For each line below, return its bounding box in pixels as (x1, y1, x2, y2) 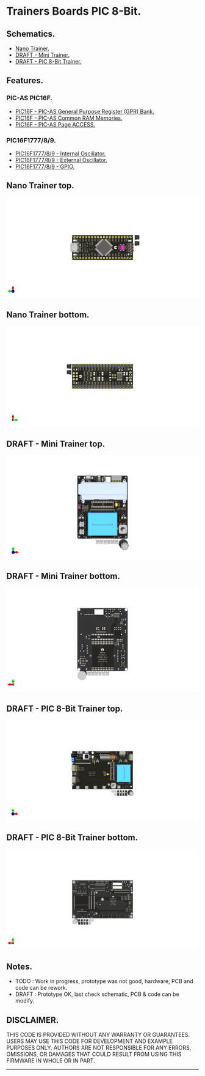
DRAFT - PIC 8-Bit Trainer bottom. (6, 833, 138, 843)
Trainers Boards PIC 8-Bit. (6, 4, 142, 18)
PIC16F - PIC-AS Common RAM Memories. (15, 114, 123, 122)
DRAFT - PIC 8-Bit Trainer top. (6, 703, 123, 713)
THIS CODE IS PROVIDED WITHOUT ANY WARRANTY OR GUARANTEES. (6, 1031, 190, 1039)
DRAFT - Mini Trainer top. (6, 438, 106, 449)
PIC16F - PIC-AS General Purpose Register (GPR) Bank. (15, 108, 154, 115)
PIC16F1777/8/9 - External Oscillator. (15, 156, 108, 163)
